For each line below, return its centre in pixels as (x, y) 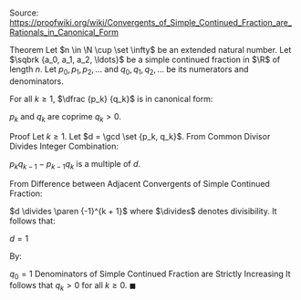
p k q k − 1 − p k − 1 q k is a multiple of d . (75, 165)
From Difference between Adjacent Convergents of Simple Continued (140, 183)
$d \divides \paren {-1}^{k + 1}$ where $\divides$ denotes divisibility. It (143, 211)
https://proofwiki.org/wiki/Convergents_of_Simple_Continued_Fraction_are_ (150, 23)
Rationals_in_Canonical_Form (64, 32)
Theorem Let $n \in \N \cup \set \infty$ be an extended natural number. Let (150, 50)
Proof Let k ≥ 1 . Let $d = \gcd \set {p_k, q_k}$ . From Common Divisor (140, 136)
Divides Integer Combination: (64, 146)
